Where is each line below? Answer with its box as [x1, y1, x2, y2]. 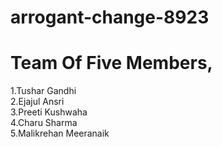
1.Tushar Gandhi [10, 85, 77, 97]
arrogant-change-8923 [10, 6, 210, 29]
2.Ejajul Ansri [10, 96, 65, 108]
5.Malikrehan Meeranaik [10, 127, 110, 140]
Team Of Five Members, [10, 52, 213, 75]
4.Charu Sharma [10, 117, 78, 129]
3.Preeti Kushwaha [10, 106, 88, 118]
